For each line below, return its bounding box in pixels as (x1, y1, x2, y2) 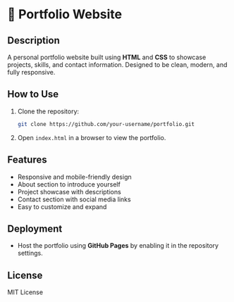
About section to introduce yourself (17, 180, 121, 189)
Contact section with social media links (17, 195, 132, 203)
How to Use (7, 88, 59, 101)
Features (7, 154, 47, 166)
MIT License (7, 288, 44, 296)
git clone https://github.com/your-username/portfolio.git (17, 120, 195, 127)
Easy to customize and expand (17, 202, 107, 210)
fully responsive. (7, 68, 56, 76)
